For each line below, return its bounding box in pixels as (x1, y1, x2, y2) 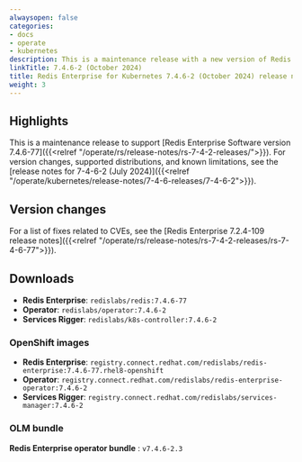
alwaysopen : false (9, 13, 78, 23)
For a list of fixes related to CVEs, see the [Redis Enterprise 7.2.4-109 (9, 226, 265, 237)
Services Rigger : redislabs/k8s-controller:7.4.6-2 (22, 314, 218, 325)
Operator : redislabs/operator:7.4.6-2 (22, 304, 166, 315)
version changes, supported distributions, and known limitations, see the (9, 157, 279, 168)
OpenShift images (9, 336, 90, 349)
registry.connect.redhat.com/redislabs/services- (87, 394, 278, 403)
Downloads (9, 271, 75, 286)
